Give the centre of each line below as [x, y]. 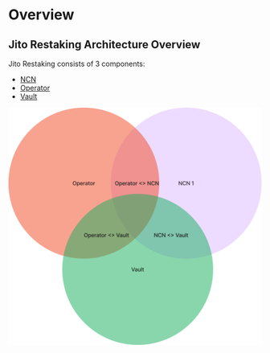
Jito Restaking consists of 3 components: [77, 64]
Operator [35, 88]
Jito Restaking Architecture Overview [104, 45]
